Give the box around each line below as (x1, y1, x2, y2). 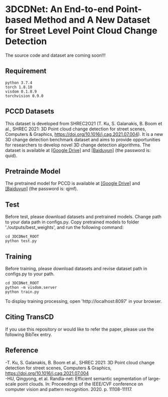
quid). (5, 152, 18, 158)
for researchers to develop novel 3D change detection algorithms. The (5, 142, 150, 148)
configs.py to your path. (5, 271, 55, 277)
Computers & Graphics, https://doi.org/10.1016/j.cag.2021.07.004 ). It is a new (5, 131, 163, 137)
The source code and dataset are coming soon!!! (5, 52, 106, 58)
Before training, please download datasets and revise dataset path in (5, 266, 147, 271)
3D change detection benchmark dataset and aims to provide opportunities (5, 136, 160, 142)
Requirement (5, 67, 47, 75)
